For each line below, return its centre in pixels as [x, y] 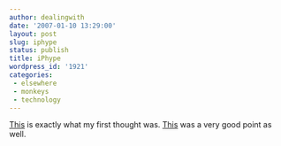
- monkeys [31, 91]
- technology [37, 100]
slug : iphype [33, 42]
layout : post [33, 34]
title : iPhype [35, 58]
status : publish [39, 50]
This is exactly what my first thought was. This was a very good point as [140, 125]
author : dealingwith [47, 17]
